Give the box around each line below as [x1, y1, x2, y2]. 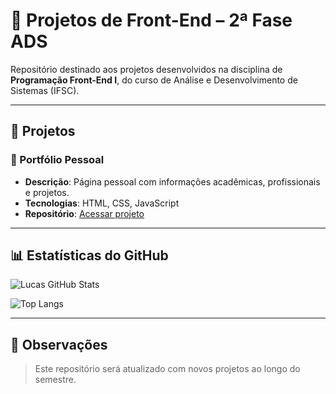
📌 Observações [10, 336, 108, 353]
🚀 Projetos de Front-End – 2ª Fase [10, 9, 293, 32]
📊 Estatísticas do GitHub [10, 247, 169, 264]
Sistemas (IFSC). [10, 84, 80, 96]
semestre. [34, 374, 77, 386]
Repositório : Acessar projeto [24, 207, 145, 219]
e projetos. [24, 186, 70, 198]
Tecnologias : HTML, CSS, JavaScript [24, 197, 180, 209]
